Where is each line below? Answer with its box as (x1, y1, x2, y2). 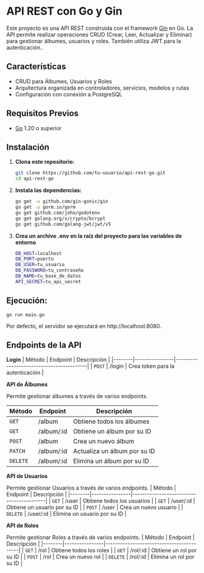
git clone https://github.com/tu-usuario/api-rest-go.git (15, 170, 166, 176)
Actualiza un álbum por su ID (72, 447, 155, 455)
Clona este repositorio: (15, 158, 75, 166)
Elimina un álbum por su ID (72, 457, 149, 465)
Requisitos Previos (6, 108, 79, 119)
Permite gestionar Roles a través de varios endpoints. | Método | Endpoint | (6, 534, 195, 541)
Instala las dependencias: (15, 187, 82, 194)
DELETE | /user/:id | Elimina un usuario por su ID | (6, 510, 127, 518)
